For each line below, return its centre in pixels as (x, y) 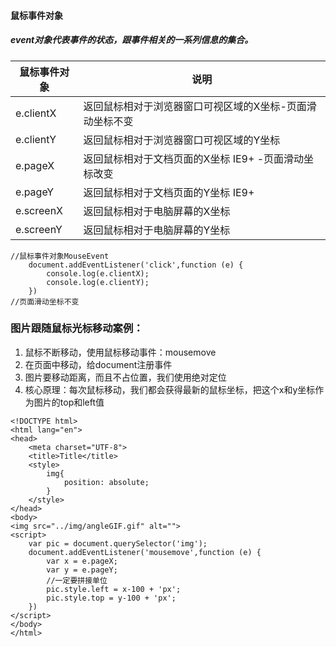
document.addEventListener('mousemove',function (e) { (145, 552)
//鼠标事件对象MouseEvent (60, 256)
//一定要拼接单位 (77, 580)
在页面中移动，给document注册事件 (98, 364)
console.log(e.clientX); (98, 273)
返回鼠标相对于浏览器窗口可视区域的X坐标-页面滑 (200, 106)
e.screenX (39, 210)
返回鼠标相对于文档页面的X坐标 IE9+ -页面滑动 (194, 158)
